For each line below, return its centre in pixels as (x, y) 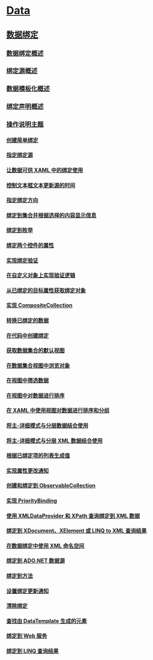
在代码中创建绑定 (28, 335)
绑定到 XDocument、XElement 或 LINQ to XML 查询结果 (76, 531)
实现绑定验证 (22, 260)
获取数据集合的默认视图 (35, 350)
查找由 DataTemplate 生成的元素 (47, 621)
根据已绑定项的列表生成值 (38, 455)
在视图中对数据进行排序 (35, 395)
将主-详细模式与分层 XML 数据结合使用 (54, 440)
